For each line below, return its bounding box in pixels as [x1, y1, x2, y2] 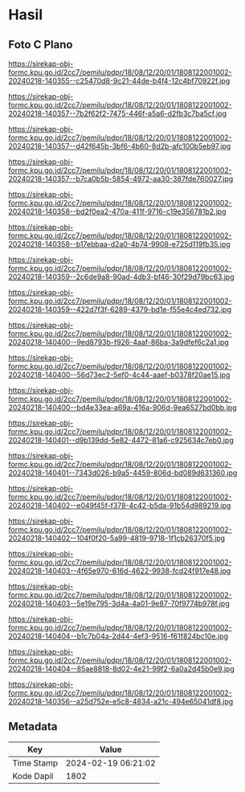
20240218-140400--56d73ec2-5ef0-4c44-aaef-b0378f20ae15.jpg [8, 370, 231, 380]
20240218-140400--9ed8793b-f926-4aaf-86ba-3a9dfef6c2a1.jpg [8, 338, 229, 347]
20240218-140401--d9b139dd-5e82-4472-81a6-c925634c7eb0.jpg [8, 436, 235, 445]
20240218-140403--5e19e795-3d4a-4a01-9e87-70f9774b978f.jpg [8, 599, 231, 608]
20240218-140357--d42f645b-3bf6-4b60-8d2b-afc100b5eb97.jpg [8, 142, 231, 150]
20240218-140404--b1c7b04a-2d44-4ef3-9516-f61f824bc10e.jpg [8, 631, 229, 641]
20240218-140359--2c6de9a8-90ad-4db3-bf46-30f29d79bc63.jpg [8, 272, 235, 281]
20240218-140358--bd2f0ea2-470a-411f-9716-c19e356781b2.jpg [8, 207, 227, 216]
